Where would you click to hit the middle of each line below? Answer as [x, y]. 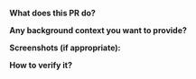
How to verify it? [41, 65]
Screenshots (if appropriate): [65, 48]
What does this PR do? [53, 13]
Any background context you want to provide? [98, 30]
